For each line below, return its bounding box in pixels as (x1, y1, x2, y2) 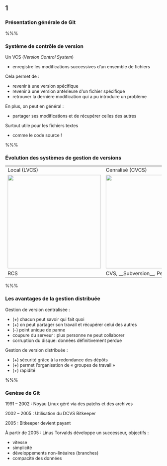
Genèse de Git (5, 389, 40, 396)
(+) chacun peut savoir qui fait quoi (12, 316, 84, 322)
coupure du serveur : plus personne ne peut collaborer (12, 332, 125, 338)
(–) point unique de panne (12, 326, 66, 333)
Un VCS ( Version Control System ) (5, 54, 74, 60)
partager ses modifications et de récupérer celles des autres (12, 113, 137, 119)
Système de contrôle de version (5, 42, 83, 49)
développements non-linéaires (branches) (12, 450, 99, 456)
